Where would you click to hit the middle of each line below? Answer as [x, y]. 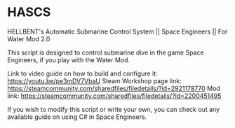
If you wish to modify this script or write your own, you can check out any [113, 109]
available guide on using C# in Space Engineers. [77, 117]
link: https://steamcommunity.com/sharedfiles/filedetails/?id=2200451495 [114, 96]
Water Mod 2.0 [29, 38]
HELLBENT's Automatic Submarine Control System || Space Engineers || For [117, 31]
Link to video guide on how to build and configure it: [82, 73]
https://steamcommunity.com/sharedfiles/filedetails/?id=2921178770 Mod [114, 88]
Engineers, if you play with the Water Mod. [69, 59]
